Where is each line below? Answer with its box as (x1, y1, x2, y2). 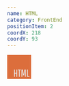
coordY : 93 (7, 36, 38, 43)
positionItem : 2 (7, 23, 53, 30)
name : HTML (7, 10, 38, 17)
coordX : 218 (7, 29, 41, 36)
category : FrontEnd (7, 17, 63, 23)
